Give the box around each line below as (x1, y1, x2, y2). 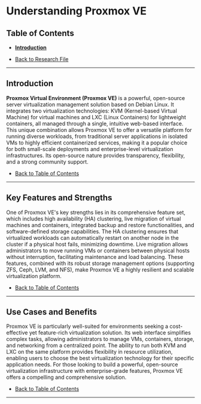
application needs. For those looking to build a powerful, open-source (6, 361, 178, 368)
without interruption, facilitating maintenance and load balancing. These (6, 253, 184, 260)
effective (6, 329, 28, 336)
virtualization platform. (6, 272, 62, 279)
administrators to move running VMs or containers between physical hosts (6, 247, 190, 254)
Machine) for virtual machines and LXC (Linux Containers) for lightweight (6, 113, 187, 120)
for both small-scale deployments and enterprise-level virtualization (6, 145, 173, 152)
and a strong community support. (6, 158, 89, 165)
